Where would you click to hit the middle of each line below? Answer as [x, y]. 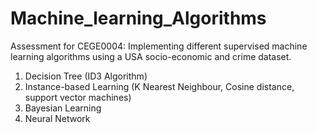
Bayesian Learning [63, 108]
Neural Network [57, 118]
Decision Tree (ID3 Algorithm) [86, 76]
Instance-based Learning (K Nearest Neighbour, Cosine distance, [159, 86]
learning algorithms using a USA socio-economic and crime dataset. [151, 56]
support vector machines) [78, 97]
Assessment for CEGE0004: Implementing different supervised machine [159, 46]
